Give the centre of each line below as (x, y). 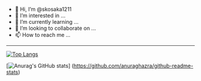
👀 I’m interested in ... (40, 15)
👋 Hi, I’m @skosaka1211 (43, 9)
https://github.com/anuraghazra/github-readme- (133, 66)
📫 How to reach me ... (42, 35)
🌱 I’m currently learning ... (47, 22)
